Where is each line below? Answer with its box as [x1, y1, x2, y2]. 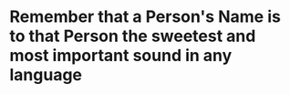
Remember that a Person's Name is [9, 6, 281, 27]
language [9, 65, 83, 86]
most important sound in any [9, 46, 233, 66]
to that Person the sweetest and [9, 26, 256, 47]
